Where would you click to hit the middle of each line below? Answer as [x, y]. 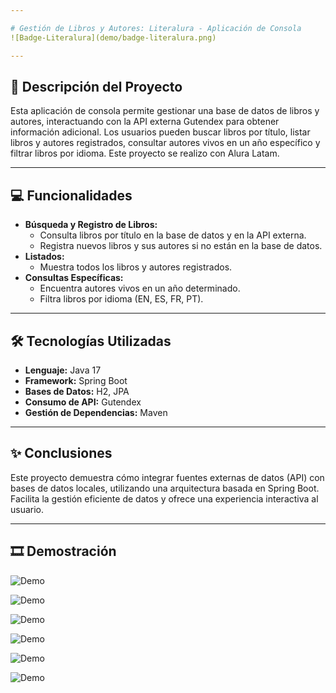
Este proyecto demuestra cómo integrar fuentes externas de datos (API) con [167, 477]
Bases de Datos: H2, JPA [77, 391]
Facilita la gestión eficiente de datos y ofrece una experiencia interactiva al [164, 498]
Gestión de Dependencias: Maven [96, 412]
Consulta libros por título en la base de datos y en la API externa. [173, 235]
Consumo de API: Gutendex [83, 402]
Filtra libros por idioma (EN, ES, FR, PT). [121, 299]
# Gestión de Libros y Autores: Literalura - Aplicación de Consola [156, 28]
